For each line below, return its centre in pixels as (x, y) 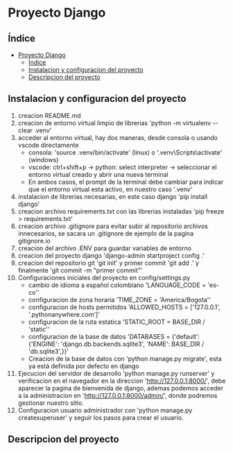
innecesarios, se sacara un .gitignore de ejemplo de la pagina (106, 233)
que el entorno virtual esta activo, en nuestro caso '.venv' (110, 189)
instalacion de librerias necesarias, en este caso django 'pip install (112, 196)
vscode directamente (48, 145)
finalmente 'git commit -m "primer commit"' (80, 270)
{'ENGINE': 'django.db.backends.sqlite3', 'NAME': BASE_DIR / (116, 344)
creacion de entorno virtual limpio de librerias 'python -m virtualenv (114, 123)
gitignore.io (34, 241)
